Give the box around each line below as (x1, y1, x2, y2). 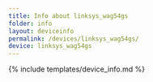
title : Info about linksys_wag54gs (8, 11, 129, 20)
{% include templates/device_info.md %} (8, 64, 146, 74)
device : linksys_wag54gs (8, 42, 92, 50)
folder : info (8, 19, 53, 28)
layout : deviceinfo (8, 27, 74, 35)
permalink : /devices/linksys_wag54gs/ (8, 34, 139, 43)
